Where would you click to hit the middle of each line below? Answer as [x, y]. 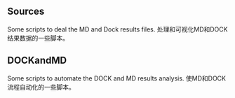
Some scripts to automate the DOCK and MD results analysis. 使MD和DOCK [117, 78]
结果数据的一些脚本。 [38, 38]
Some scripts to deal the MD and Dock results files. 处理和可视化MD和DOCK [117, 29]
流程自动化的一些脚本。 [41, 87]
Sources [26, 12]
